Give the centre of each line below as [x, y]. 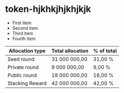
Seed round [21, 59]
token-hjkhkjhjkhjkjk [48, 9]
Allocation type [27, 50]
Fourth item [24, 39]
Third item [23, 33]
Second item [25, 28]
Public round [22, 75]
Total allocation [70, 50]
